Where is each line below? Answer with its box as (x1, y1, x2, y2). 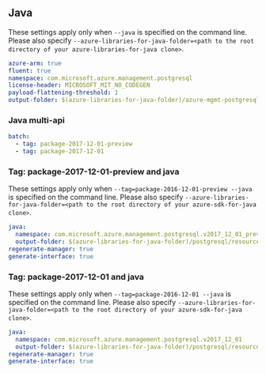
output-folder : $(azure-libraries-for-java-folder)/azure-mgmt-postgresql (8, 96, 260, 104)
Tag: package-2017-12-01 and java (8, 271, 145, 282)
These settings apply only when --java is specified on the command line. (8, 27, 248, 36)
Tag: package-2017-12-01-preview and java (8, 166, 180, 177)
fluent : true (8, 66, 51, 74)
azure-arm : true (8, 59, 62, 67)
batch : (8, 133, 30, 141)
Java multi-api (8, 115, 65, 126)
